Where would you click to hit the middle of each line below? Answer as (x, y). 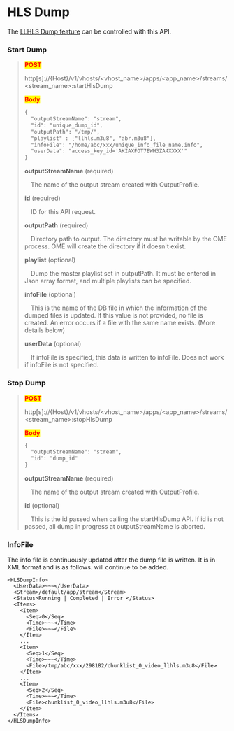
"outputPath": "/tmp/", (65, 132)
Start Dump (27, 50)
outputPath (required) (56, 225)
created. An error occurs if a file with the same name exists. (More (120, 323)
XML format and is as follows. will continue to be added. (88, 567)
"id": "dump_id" (54, 459)
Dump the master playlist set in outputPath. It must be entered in (123, 274)
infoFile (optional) (50, 294)
